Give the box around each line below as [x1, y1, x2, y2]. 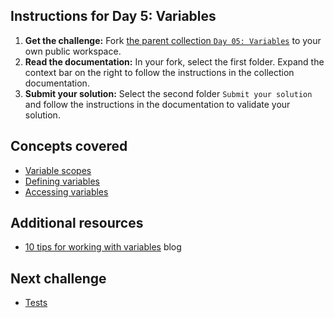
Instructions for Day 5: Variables [10, 8, 217, 25]
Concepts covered [10, 138, 128, 155]
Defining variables [24, 175, 100, 187]
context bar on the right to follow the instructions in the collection [24, 66, 295, 78]
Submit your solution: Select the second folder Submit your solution [24, 87, 313, 99]
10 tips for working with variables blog [24, 241, 182, 253]
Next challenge [10, 270, 107, 287]
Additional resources [10, 215, 144, 232]
